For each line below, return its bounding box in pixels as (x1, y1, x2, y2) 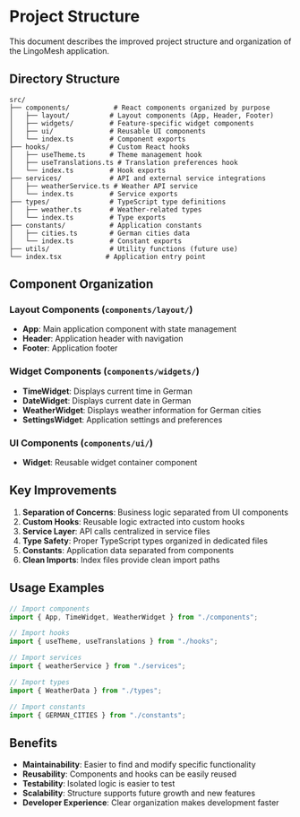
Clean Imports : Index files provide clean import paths (21, 554, 220, 565)
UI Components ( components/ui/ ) (9, 437, 154, 449)
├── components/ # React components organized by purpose (9, 103, 270, 112)
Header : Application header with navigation (21, 334, 184, 344)
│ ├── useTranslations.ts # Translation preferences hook (9, 158, 239, 167)
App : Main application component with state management (21, 324, 237, 335)
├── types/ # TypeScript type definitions (9, 197, 227, 206)
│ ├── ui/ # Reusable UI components (9, 126, 206, 135)
